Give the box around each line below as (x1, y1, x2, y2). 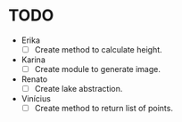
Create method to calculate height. (34, 44, 162, 54)
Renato (21, 74, 48, 85)
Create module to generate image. (34, 64, 161, 74)
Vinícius (21, 94, 51, 104)
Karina (21, 54, 45, 65)
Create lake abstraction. (34, 84, 123, 94)
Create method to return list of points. (34, 103, 173, 114)
